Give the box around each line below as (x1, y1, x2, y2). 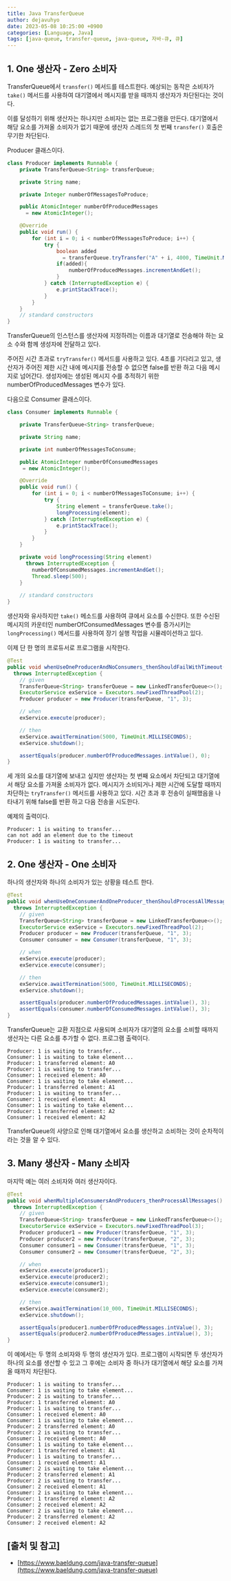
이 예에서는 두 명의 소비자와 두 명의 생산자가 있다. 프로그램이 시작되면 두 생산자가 (7, 1350, 223, 1359)
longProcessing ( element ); (56, 509, 131, 516)
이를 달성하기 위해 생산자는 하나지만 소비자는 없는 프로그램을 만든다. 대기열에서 (7, 114, 219, 122)
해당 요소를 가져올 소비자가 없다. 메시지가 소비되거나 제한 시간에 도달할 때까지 (14, 780, 222, 788)
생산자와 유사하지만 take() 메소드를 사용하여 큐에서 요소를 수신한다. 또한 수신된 (7, 612, 220, 620)
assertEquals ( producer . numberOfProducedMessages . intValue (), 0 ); (19, 752, 211, 759)
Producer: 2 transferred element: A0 (7, 1423, 115, 1430)
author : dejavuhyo (7, 17, 60, 23)
